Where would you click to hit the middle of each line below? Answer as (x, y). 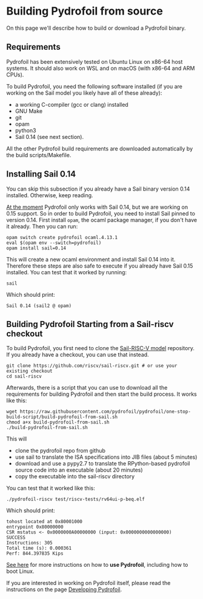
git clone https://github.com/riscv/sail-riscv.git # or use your (92, 366)
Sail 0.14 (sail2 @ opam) (39, 306)
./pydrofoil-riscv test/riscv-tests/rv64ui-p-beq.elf (76, 499)
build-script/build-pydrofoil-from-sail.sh (62, 417)
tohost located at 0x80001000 (45, 522)
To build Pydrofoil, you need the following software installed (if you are (95, 86)
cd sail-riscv (24, 377)
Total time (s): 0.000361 (39, 548)
